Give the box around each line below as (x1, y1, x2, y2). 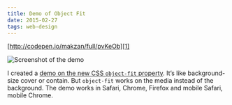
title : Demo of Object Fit (7, 10, 86, 17)
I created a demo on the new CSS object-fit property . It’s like (7, 69, 187, 77)
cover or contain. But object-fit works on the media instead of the (20, 76, 214, 85)
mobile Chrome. (7, 91, 54, 99)
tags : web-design (7, 23, 58, 30)
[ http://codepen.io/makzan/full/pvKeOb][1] (7, 42, 130, 51)
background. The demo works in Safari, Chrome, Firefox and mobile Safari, (7, 84, 223, 92)
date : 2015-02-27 (7, 17, 58, 24)
